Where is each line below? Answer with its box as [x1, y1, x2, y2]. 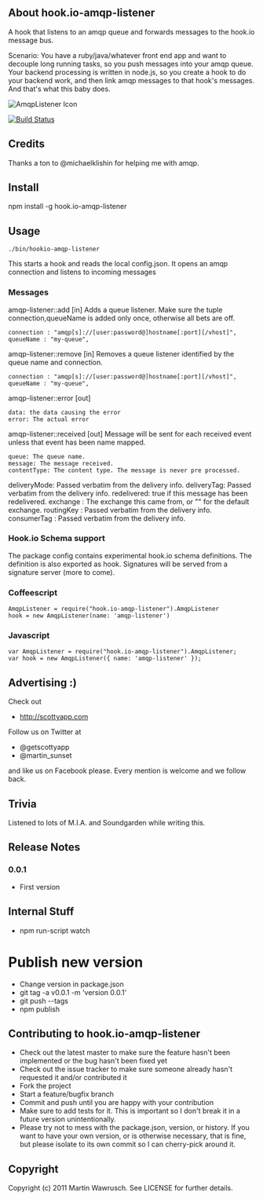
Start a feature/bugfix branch [19, 1089, 114, 1099]
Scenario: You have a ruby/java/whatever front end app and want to [8, 50, 227, 60]
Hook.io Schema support [8, 533, 106, 544]
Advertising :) [8, 675, 77, 690]
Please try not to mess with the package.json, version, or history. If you [19, 1123, 250, 1132]
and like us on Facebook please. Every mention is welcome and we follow [8, 766, 247, 776]
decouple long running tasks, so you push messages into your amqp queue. [8, 59, 254, 68]
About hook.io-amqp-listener [8, 6, 155, 20]
